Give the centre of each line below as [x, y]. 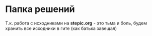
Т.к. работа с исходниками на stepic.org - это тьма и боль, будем [76, 23]
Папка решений [40, 9]
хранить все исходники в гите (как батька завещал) [61, 28]
